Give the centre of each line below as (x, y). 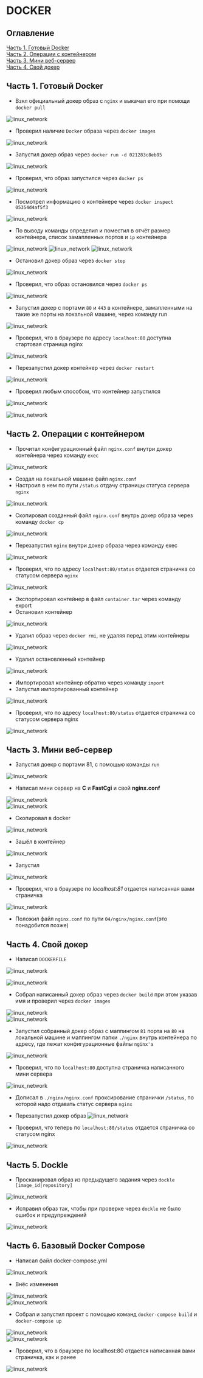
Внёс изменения (37, 1284)
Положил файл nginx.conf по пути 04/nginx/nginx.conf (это (91, 919)
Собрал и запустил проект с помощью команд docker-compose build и (106, 1314)
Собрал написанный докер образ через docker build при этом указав (106, 995)
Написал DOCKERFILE (41, 959)
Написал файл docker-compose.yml (61, 1261)
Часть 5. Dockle (37, 1165)
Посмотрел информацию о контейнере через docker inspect (94, 201)
